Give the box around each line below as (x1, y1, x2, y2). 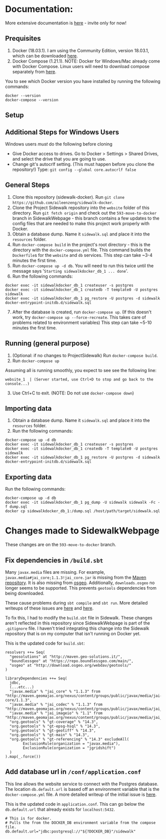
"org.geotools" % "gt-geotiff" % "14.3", (9, 728, 96, 733)
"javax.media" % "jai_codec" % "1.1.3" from (9, 702, 103, 707)
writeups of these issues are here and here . (5, 605, 94, 611)
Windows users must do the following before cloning (5, 141, 113, 147)
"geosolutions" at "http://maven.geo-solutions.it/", (9, 654, 123, 659)
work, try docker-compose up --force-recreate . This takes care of (12, 314, 146, 320)
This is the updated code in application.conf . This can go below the (5, 801, 145, 807)
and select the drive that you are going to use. (12, 155, 106, 162)
